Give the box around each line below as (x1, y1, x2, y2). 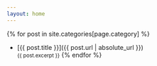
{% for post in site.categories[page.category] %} (6, 29, 151, 38)
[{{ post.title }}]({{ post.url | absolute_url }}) (16, 43, 144, 51)
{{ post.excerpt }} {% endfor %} (16, 51, 102, 59)
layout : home (6, 10, 45, 18)
